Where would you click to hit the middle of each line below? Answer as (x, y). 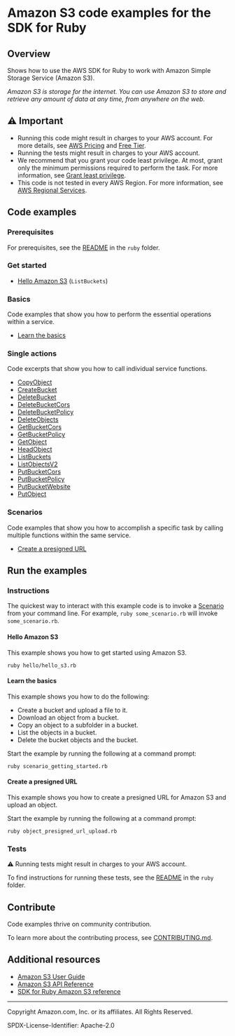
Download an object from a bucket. (68, 718)
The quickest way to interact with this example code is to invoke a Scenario (116, 606)
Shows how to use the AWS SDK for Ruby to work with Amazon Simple (109, 70)
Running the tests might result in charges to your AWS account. (109, 153)
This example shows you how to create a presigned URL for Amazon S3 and (117, 797)
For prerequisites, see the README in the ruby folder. (84, 248)
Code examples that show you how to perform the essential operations (109, 314)
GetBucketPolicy (41, 435)
